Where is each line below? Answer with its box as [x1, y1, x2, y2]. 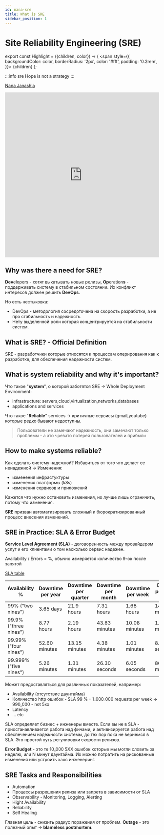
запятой [5, 561, 22, 567]
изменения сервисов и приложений [12, 485, 88, 491]
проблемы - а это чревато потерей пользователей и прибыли [17, 432, 146, 438]
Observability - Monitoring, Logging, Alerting [12, 794, 102, 800]
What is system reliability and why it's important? [5, 370, 159, 379]
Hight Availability [12, 799, 46, 805]
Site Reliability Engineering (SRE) [5, 37, 142, 48]
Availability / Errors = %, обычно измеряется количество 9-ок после [5, 556, 146, 562]
